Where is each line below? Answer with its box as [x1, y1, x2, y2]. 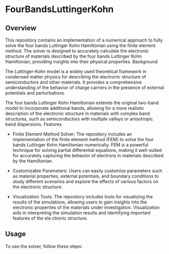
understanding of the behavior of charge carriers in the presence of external [5, 84, 164, 91]
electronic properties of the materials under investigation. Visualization [12, 204, 160, 210]
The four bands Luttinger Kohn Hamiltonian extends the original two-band [5, 100, 159, 106]
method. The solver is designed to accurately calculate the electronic [5, 48, 149, 54]
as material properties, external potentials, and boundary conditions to [12, 173, 159, 179]
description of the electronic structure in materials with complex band [5, 110, 150, 116]
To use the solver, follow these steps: [5, 243, 83, 249]
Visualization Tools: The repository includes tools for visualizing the [12, 194, 153, 199]
